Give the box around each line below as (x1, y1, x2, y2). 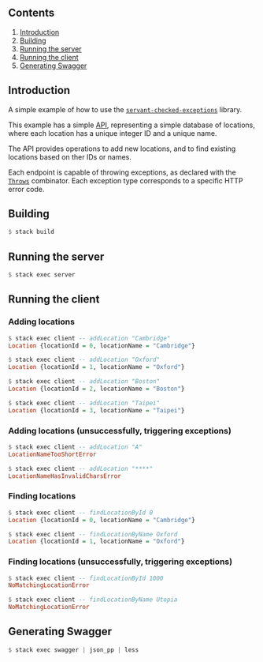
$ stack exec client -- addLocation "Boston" (8, 378, 160, 386)
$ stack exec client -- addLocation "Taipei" (8, 399, 160, 407)
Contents (8, 6, 55, 20)
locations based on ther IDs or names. (8, 152, 131, 161)
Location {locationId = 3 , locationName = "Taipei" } (8, 406, 185, 414)
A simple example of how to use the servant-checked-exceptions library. (8, 104, 243, 114)
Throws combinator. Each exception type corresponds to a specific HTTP (8, 175, 243, 185)
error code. (8, 184, 45, 194)
